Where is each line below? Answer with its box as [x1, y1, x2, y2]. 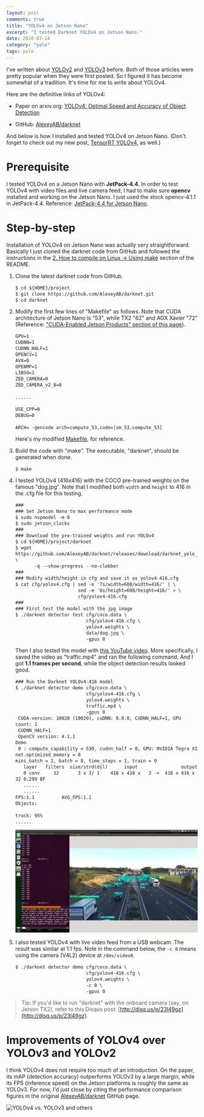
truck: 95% [15, 813, 43, 819]
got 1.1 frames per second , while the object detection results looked [15, 659, 186, 667]
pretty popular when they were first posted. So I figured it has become [6, 72, 182, 79]
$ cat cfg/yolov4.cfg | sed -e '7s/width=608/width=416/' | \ [15, 581, 176, 587]
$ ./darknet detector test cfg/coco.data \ [15, 612, 127, 618]
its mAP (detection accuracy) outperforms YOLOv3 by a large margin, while [6, 1073, 195, 1080]
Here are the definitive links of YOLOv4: [6, 90, 106, 97]
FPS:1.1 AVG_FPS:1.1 [15, 794, 92, 800]
